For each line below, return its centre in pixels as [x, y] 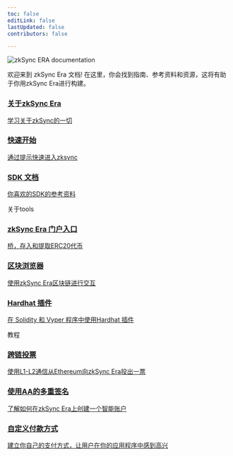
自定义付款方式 [33, 428]
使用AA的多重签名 [38, 392]
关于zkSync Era [34, 103]
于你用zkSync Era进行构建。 [49, 84]
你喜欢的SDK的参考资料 [42, 194]
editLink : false [31, 21]
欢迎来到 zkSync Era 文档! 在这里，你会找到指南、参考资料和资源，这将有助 [117, 74]
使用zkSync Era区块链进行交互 [52, 283]
